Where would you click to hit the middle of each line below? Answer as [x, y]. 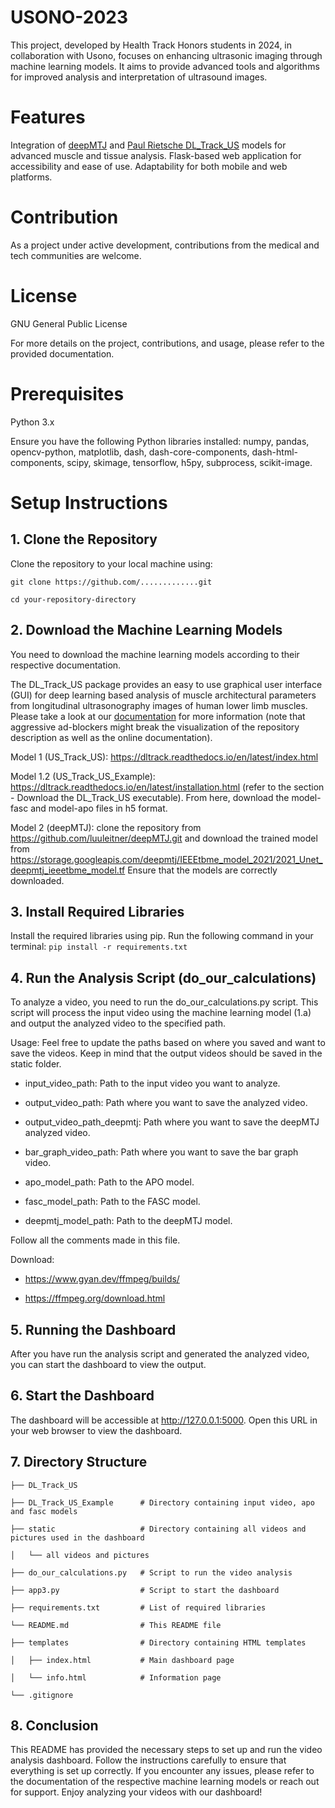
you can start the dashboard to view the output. [108, 1364]
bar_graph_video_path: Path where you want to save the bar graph [161, 1152]
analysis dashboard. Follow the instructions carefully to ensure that [148, 1760]
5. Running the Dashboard [93, 1329]
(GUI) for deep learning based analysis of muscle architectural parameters [163, 695]
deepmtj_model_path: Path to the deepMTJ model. [128, 1221]
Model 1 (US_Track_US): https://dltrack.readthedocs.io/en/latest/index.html [164, 757]
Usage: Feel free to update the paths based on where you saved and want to [168, 1043]
